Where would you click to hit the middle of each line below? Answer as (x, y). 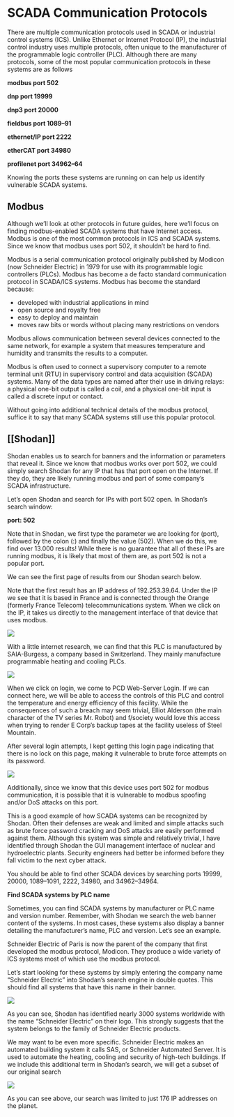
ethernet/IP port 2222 (39, 137)
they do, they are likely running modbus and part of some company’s (106, 478)
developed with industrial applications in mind (83, 302)
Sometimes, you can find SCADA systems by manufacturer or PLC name (111, 908)
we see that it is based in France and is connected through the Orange (108, 597)
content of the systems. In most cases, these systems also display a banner (116, 923)
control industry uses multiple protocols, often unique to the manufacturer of (117, 47)
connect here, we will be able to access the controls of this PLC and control (116, 695)
